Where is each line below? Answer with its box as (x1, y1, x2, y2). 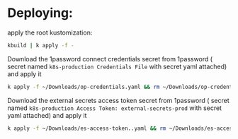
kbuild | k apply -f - (7, 42, 74, 49)
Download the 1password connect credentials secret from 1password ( (7, 54, 213, 63)
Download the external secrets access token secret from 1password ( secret (7, 96, 230, 104)
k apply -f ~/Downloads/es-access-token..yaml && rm (7, 125, 166, 132)
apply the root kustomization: (7, 28, 93, 37)
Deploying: (7, 5, 73, 21)
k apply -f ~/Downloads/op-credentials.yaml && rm (7, 83, 160, 90)
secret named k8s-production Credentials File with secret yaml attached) (7, 62, 227, 71)
